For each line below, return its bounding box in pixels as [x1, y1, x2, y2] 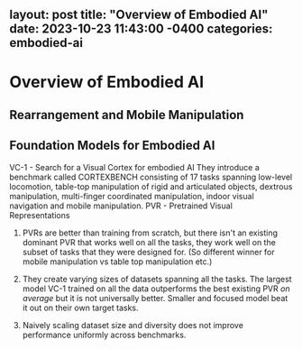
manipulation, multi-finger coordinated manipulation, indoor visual [9, 190, 254, 201]
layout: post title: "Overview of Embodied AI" [9, 7, 269, 23]
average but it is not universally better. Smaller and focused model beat [22, 292, 288, 303]
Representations [9, 209, 70, 220]
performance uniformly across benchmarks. [22, 329, 187, 340]
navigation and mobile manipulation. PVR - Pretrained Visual [9, 200, 233, 211]
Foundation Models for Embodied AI [9, 138, 215, 153]
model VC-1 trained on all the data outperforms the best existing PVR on [22, 283, 290, 294]
